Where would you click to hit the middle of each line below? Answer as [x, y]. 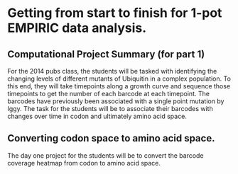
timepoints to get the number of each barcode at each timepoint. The [108, 94]
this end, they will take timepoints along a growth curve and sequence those [119, 86]
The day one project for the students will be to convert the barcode [106, 155]
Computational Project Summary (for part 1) [106, 54]
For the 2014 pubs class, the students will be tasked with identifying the [112, 71]
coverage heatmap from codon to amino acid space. [84, 163]
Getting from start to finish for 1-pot [115, 13]
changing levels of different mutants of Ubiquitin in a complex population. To [119, 79]
